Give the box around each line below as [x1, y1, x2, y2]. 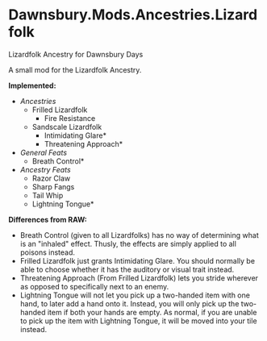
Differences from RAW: [8, 214, 87, 224]
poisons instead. [19, 247, 75, 257]
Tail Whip [31, 190, 64, 200]
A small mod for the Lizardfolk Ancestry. [8, 64, 142, 74]
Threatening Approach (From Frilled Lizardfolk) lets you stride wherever [19, 272, 259, 283]
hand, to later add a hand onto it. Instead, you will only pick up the [19, 298, 240, 308]
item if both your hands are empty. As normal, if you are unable [47, 307, 257, 317]
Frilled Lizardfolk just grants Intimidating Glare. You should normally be [19, 256, 256, 265]
